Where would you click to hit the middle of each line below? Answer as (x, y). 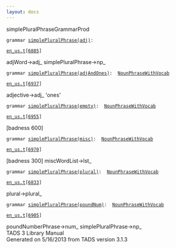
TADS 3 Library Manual (35, 233)
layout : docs (23, 12)
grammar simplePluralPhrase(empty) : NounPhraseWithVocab (81, 106)
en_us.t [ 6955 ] (24, 116)
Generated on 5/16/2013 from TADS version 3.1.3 (67, 239)
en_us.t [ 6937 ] (24, 83)
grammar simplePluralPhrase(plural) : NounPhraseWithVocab (83, 172)
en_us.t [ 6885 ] (24, 51)
